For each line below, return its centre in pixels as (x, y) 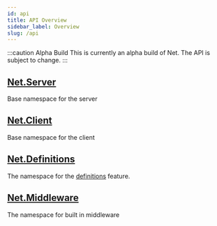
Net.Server (32, 82)
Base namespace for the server (52, 99)
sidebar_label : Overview (43, 26)
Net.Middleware (43, 198)
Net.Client (30, 121)
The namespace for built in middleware (63, 215)
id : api (18, 14)
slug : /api (23, 33)
